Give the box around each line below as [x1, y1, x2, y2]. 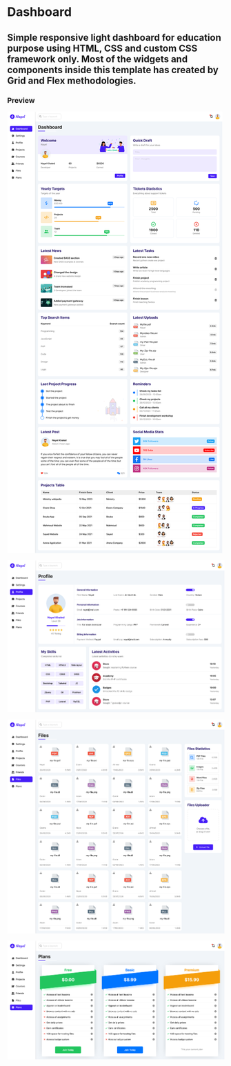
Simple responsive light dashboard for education [7, 32, 222, 43]
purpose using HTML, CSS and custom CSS [7, 42, 198, 54]
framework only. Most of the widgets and [7, 53, 188, 65]
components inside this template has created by [7, 63, 219, 76]
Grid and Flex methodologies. [7, 75, 137, 86]
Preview [7, 95, 35, 105]
